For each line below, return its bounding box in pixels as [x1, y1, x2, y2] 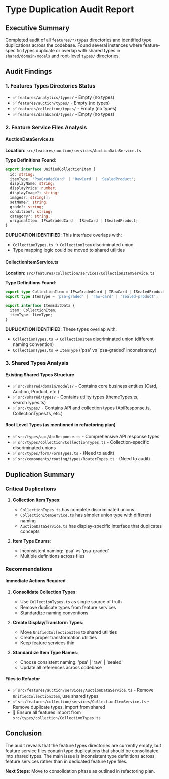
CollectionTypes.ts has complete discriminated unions [20, 506, 135, 512]
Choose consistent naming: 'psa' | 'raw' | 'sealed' [20, 659, 123, 665]
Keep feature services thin [20, 640, 75, 646]
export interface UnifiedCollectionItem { [5, 167, 96, 172]
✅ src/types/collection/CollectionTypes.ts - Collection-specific [12, 439, 149, 445]
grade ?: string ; [10, 204, 44, 209]
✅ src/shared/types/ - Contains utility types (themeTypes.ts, [12, 394, 139, 400]
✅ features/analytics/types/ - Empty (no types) [12, 94, 115, 100]
